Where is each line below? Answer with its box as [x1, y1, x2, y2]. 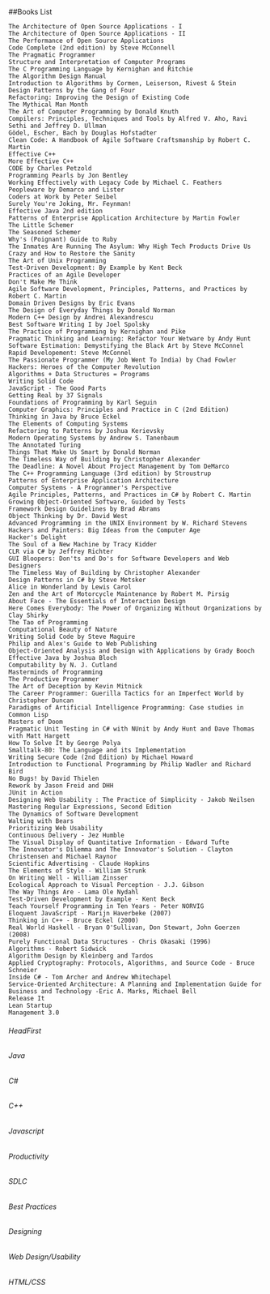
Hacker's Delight [8, 533, 67, 542]
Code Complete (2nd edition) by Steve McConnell [8, 44, 175, 52]
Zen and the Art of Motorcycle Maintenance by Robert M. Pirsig [8, 590, 230, 598]
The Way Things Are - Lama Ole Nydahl [8, 888, 139, 896]
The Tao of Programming [8, 619, 89, 627]
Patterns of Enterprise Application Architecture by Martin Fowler [8, 214, 241, 222]
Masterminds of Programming [8, 668, 103, 676]
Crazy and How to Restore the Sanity [8, 250, 136, 258]
